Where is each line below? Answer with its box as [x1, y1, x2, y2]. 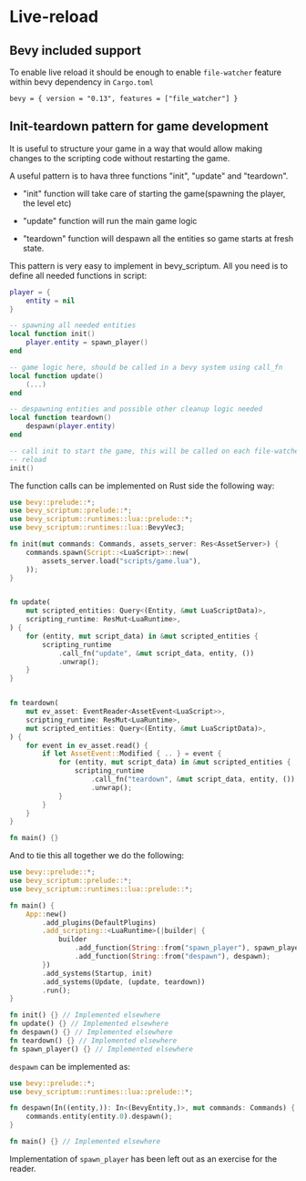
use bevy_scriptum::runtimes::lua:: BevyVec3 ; [9, 523, 185, 532]
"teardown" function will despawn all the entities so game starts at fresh [22, 232, 294, 243]
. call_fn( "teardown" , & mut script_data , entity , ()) [90, 775, 296, 785]
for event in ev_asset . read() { [25, 741, 148, 750]
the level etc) [22, 198, 72, 209]
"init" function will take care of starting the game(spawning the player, [22, 188, 286, 199]
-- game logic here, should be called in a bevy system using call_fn [9, 363, 283, 372]
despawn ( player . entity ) [25, 422, 117, 431]
